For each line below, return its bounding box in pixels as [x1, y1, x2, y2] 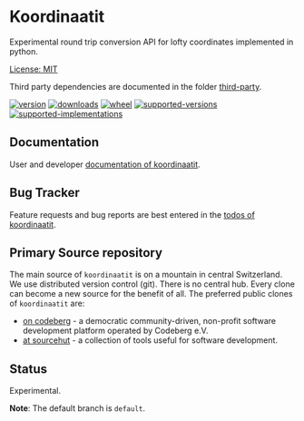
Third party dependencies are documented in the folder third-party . [9, 81, 262, 92]
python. [9, 45, 38, 56]
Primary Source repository [9, 245, 163, 260]
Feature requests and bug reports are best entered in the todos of [9, 209, 256, 220]
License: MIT [9, 64, 58, 74]
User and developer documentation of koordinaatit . [9, 159, 201, 170]
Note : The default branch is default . [9, 403, 146, 414]
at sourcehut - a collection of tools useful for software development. [22, 335, 279, 346]
